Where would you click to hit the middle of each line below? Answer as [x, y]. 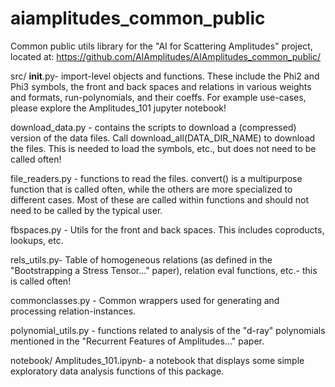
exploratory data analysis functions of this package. [117, 371]
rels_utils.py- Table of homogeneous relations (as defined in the [141, 259]
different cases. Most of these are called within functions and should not [159, 199]
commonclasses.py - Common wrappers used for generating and [145, 300]
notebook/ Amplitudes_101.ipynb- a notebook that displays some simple [157, 360]
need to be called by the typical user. [86, 210]
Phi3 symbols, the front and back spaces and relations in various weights [161, 86]
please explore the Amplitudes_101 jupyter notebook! [118, 108]
